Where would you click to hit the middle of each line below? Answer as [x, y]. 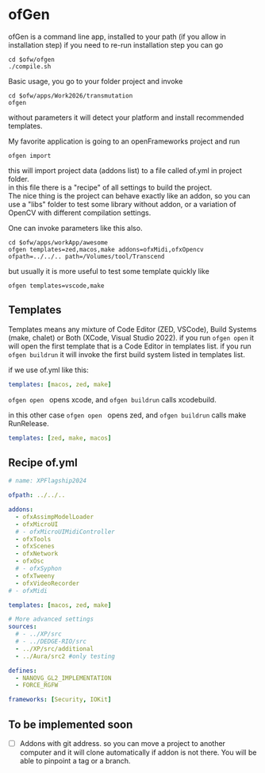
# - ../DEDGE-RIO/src [51, 642]
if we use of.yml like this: [48, 370]
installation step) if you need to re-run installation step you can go [116, 44]
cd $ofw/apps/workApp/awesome [58, 242]
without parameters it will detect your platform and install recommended [126, 117]
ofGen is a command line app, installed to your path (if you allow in [117, 37]
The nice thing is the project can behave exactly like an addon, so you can [129, 195]
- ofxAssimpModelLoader [54, 517]
